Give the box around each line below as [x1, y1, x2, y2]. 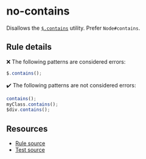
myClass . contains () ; [6, 101, 59, 107]
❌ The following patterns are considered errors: [6, 58, 126, 65]
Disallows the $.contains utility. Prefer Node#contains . [6, 24, 141, 32]
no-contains [6, 4, 70, 18]
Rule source [15, 140, 46, 147]
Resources [6, 123, 48, 134]
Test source [15, 146, 46, 154]
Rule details [6, 42, 52, 52]
